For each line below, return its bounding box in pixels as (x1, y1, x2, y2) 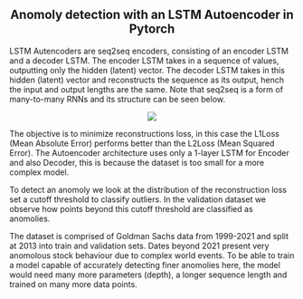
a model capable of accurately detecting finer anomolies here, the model (9, 259, 280, 270)
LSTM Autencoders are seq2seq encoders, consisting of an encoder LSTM (9, 45, 289, 56)
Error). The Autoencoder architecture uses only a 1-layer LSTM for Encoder (9, 147, 289, 158)
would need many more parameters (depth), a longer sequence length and (9, 269, 288, 280)
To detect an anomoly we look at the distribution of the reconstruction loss (9, 184, 288, 195)
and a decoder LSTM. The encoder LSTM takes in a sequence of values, (9, 54, 279, 66)
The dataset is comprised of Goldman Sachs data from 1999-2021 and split (9, 230, 289, 241)
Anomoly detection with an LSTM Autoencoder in (10, 7, 294, 23)
